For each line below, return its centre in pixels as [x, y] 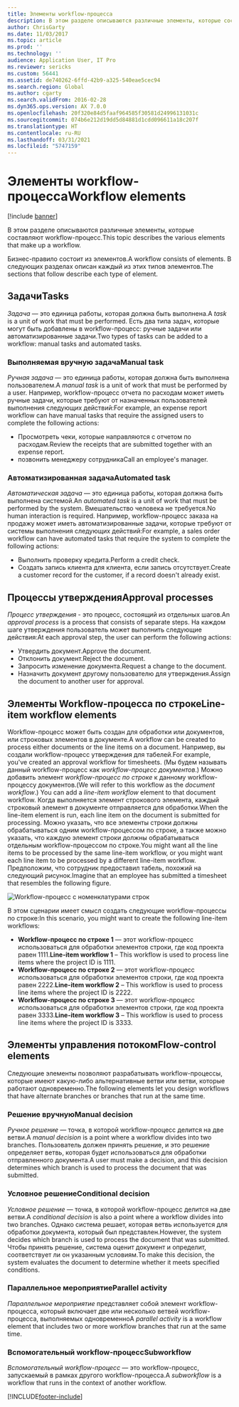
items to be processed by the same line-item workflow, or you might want [115, 853]
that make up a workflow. [44, 245]
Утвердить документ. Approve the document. [84, 651]
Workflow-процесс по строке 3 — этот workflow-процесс [106, 1000]
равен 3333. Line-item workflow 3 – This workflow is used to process [120, 1015]
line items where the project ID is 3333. [75, 1023]
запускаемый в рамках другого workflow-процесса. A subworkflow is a [115, 1375]
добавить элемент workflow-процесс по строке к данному [97, 777]
